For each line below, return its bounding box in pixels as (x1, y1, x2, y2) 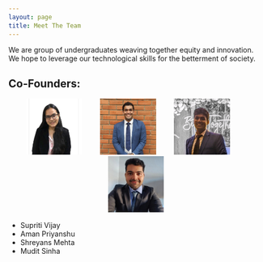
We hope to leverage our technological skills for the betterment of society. (8, 53, 257, 63)
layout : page (8, 13, 53, 21)
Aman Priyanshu (19, 229, 75, 239)
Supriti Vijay (19, 221, 61, 230)
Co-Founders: (8, 77, 81, 91)
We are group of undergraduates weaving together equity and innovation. (8, 44, 254, 54)
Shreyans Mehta (19, 238, 75, 247)
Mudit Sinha (19, 247, 61, 256)
